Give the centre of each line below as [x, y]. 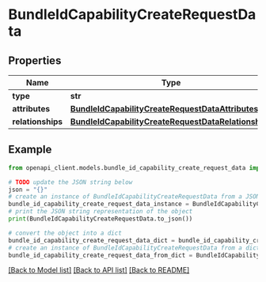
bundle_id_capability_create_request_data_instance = [99, 204]
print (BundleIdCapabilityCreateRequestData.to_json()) [101, 219]
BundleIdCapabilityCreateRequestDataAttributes [164, 109]
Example [30, 150]
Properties [35, 60]
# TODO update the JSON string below [70, 182]
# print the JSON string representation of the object [101, 212]
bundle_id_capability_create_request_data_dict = [92, 240]
